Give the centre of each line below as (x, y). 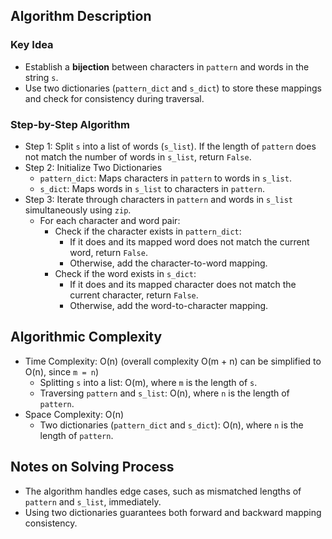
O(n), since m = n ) (62, 371)
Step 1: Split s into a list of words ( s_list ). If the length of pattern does (170, 146)
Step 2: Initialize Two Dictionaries (93, 167)
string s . (41, 77)
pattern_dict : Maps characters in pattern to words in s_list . (165, 178)
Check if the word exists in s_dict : (125, 273)
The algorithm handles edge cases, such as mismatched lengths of (163, 491)
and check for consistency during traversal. (114, 98)
